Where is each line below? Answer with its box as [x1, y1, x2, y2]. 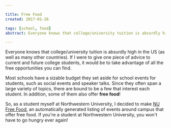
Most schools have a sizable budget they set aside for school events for [5, 75, 156, 81]
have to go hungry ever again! [5, 117, 68, 123]
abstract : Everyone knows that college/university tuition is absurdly [5, 30, 160, 36]
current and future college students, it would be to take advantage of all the [5, 59, 164, 66]
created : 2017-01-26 [5, 16, 49, 22]
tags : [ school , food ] [5, 26, 51, 31]
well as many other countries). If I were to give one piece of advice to [5, 54, 151, 60]
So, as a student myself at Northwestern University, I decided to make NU [5, 101, 160, 107]
